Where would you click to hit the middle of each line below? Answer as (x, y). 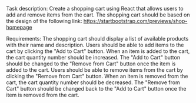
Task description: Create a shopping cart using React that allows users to (95, 9)
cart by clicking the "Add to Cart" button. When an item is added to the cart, (98, 51)
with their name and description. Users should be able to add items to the (95, 45)
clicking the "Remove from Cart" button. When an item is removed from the (97, 76)
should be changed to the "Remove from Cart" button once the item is (91, 64)
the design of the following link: (44, 21)
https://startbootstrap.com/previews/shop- (135, 21)
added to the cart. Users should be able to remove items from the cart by (95, 70)
